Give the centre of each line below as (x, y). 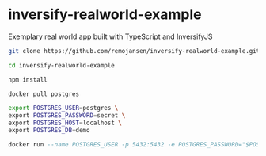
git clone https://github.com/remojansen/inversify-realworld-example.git (134, 51)
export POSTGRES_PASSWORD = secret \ (67, 116)
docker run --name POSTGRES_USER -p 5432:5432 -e (92, 144)
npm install (28, 80)
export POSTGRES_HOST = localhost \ (65, 123)
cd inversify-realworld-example (61, 65)
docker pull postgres (44, 94)
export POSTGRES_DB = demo (49, 131)
